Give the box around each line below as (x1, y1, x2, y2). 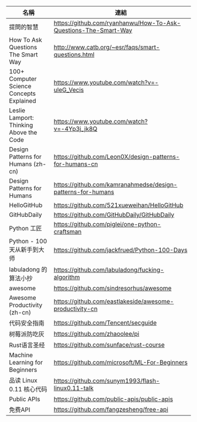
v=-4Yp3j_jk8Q (53, 125, 98, 133)
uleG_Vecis (53, 86, 84, 93)
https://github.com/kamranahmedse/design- (53, 180, 178, 189)
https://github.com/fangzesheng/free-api (53, 406, 168, 413)
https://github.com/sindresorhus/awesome (53, 284, 172, 292)
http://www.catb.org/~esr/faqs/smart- (53, 43, 160, 51)
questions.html (53, 51, 95, 58)
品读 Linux (9, 376, 38, 384)
